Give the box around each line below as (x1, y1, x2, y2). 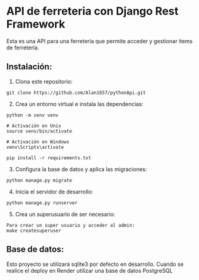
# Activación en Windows (6, 138, 70, 145)
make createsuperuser (6, 228, 62, 234)
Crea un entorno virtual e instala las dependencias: (15, 100, 143, 107)
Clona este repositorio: (15, 77, 73, 85)
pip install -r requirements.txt (6, 154, 92, 161)
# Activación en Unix (6, 123, 62, 129)
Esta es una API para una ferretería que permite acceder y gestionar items (6, 37, 193, 45)
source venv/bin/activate (6, 128, 72, 134)
